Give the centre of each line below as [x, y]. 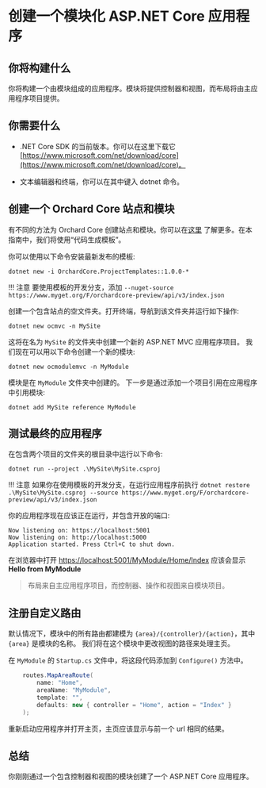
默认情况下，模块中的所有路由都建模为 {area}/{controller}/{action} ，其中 [132, 634]
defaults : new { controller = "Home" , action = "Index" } [134, 705]
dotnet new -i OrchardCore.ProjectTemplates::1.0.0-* [99, 271]
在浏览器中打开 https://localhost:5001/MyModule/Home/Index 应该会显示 [127, 560]
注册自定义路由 [45, 613]
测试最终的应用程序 [55, 434]
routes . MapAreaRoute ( [58, 675]
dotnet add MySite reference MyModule [72, 407]
